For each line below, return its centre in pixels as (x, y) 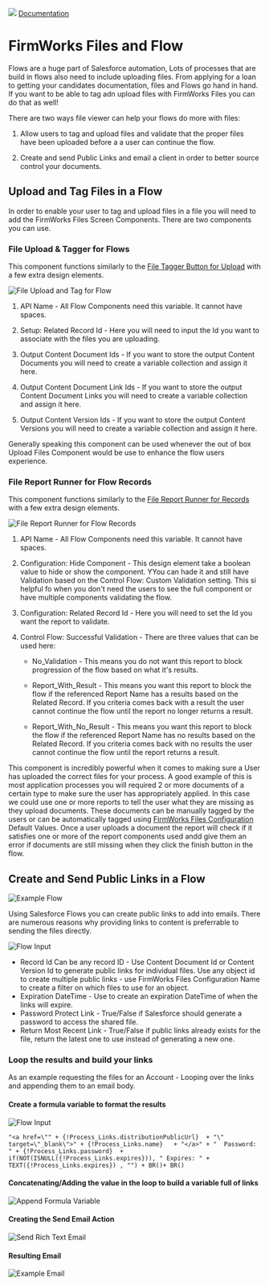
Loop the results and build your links (81, 1060)
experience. (28, 461)
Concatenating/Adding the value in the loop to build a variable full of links (133, 1183)
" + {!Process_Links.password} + (66, 1151)
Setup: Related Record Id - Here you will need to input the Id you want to (139, 331)
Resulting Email (35, 1255)
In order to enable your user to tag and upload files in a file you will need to (132, 211)
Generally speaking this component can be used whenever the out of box (130, 444)
